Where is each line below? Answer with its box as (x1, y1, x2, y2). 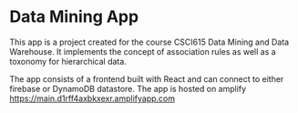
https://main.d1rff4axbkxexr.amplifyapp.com (9, 93, 176, 104)
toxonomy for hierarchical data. (9, 56, 128, 67)
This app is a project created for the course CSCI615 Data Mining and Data (9, 36, 290, 47)
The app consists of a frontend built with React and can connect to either (9, 73, 284, 84)
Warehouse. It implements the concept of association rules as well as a (9, 46, 276, 56)
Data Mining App (9, 6, 139, 27)
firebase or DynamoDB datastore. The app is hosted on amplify (9, 83, 247, 94)
